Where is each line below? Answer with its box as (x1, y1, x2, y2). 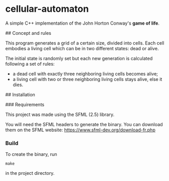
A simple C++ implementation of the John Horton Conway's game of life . (5, 20, 160, 26)
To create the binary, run (5, 151, 57, 157)
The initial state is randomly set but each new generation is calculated (5, 55, 153, 62)
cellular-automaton (5, 3, 89, 15)
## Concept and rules (5, 30, 51, 36)
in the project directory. (5, 170, 55, 176)
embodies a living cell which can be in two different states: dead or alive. (5, 45, 159, 51)
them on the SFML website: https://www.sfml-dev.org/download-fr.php (5, 127, 156, 133)
